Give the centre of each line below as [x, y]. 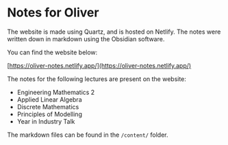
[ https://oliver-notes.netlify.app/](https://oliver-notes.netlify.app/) [99, 65]
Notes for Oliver [53, 13]
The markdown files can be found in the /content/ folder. [88, 135]
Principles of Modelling [49, 114]
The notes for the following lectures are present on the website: [97, 79]
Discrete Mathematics [48, 107]
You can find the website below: [52, 52]
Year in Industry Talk [46, 121]
